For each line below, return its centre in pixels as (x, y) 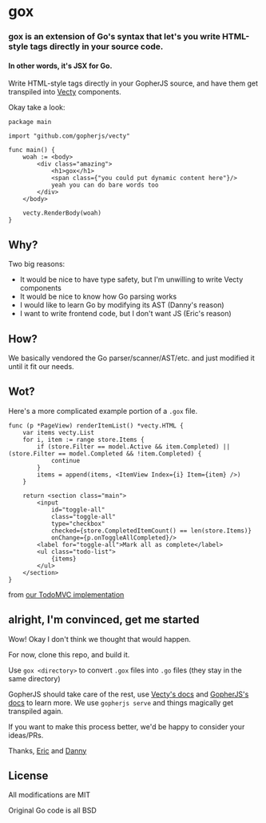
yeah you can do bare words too (105, 185)
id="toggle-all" (78, 510)
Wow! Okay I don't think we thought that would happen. (100, 639)
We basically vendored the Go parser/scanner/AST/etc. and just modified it (132, 358)
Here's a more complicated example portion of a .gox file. (103, 411)
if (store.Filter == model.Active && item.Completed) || (133, 447)
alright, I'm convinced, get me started (104, 620)
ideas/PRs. (26, 735)
